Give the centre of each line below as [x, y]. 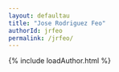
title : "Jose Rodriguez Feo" [57, 23]
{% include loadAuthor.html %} [59, 61]
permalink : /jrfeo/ [41, 38]
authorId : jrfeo [35, 30]
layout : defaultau [39, 16]
